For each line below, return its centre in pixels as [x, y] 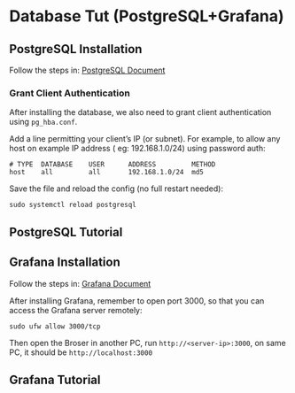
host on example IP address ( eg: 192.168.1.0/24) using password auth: [137, 149]
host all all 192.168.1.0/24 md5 [106, 173]
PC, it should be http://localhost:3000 [81, 352]
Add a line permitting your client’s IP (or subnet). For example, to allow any [145, 139]
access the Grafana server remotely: [76, 310]
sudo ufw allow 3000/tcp [55, 326]
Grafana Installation [65, 262]
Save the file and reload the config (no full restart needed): [116, 189]
